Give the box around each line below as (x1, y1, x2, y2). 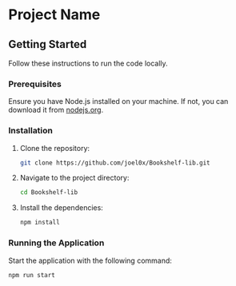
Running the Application (8, 237, 105, 248)
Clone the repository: (19, 143, 90, 153)
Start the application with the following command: (8, 256, 172, 265)
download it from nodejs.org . (8, 105, 104, 115)
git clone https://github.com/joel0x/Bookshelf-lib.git (19, 158, 210, 167)
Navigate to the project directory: (19, 173, 130, 183)
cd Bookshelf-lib (19, 189, 78, 197)
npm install (19, 218, 60, 227)
